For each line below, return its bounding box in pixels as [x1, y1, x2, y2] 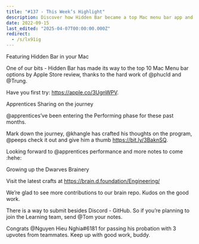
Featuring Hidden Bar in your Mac [6, 53, 89, 60]
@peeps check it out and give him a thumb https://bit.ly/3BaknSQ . [6, 136, 168, 144]
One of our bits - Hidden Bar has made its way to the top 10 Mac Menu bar [6, 65, 189, 72]
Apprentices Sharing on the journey [6, 100, 94, 108]
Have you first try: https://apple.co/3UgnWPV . [6, 89, 119, 96]
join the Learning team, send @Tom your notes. [6, 213, 123, 220]
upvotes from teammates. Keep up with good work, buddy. [6, 231, 151, 238]
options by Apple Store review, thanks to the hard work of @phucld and [6, 71, 182, 78]
